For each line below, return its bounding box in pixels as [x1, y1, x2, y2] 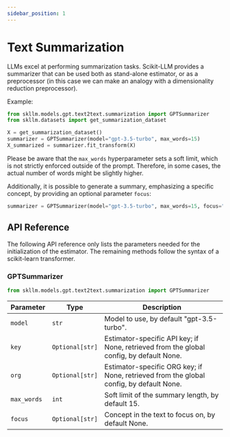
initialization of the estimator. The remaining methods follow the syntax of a [7, 247, 219, 255]
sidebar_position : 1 [7, 10, 66, 17]
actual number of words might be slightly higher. [7, 168, 144, 177]
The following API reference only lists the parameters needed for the [7, 240, 201, 248]
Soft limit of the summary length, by [104, 390, 219, 399]
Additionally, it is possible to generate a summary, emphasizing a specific [7, 182, 214, 190]
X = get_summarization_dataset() [7, 129, 103, 136]
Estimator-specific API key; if [104, 334, 199, 343]
